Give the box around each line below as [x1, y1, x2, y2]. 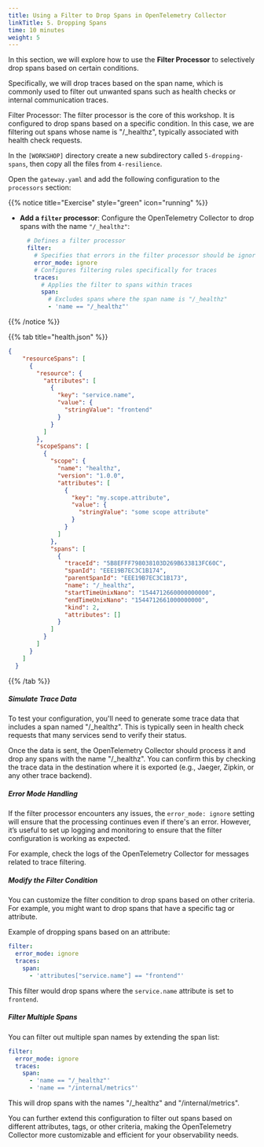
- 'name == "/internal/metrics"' [28, 1084, 139, 1092]
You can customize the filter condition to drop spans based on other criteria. [8, 895, 255, 905]
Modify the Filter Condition [8, 876, 98, 885]
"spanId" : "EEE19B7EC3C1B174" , [64, 567, 167, 575]
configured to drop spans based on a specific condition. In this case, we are [8, 119, 255, 128]
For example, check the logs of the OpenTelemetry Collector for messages [8, 849, 250, 858]
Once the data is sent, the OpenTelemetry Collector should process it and [8, 746, 246, 755]
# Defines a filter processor [27, 237, 126, 245]
